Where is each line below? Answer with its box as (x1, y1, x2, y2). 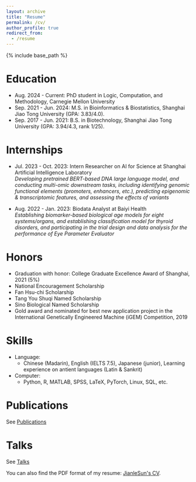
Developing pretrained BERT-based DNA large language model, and (14, 175, 180, 182)
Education (6, 73, 57, 86)
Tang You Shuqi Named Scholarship (14, 295, 102, 302)
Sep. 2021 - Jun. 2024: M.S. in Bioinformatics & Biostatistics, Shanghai (14, 104, 185, 111)
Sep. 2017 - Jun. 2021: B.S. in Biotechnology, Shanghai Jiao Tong (14, 117, 172, 124)
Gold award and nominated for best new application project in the (14, 307, 173, 314)
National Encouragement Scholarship (14, 282, 105, 289)
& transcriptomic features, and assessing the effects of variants (14, 194, 170, 201)
